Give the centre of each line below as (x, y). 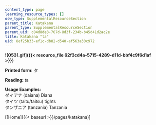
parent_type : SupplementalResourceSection (49, 28)
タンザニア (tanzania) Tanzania (36, 107)
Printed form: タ (21, 70)
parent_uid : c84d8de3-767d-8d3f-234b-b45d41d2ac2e (58, 32)
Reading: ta (17, 80)
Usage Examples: (23, 89)
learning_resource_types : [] (35, 14)
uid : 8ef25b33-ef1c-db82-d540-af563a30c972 (50, 41)
